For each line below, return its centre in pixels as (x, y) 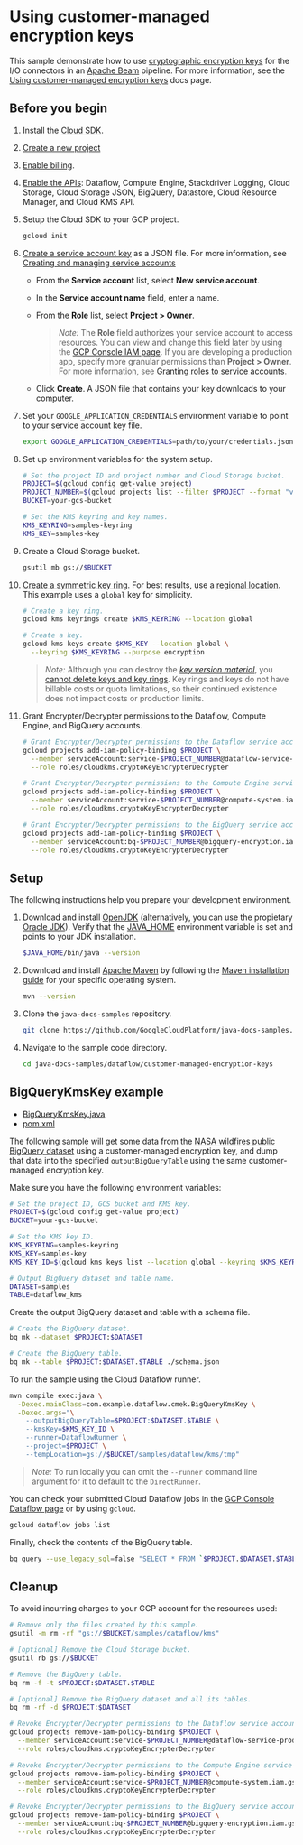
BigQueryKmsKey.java (64, 1114)
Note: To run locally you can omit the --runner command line (144, 1471)
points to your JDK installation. (79, 937)
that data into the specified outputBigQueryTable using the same (128, 1160)
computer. (55, 398)
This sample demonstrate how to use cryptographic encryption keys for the (150, 60)
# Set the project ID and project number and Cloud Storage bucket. (154, 476)
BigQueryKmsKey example (87, 1093)
